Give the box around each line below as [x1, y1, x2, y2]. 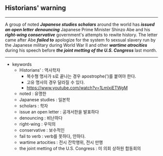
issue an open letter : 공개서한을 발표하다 [19, 109, 99, 115]
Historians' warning [5, 4, 66, 12]
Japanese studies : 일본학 [19, 97, 70, 102]
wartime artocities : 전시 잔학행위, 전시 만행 [19, 139, 103, 145]
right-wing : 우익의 [19, 121, 56, 127]
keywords [12, 61, 32, 67]
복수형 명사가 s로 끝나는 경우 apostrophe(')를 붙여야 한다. [26, 73, 136, 79]
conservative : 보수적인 [19, 127, 65, 133]
